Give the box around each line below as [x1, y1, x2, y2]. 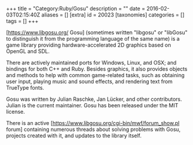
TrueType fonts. [6, 84, 44, 91]
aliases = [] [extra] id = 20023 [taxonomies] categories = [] [41, 11, 185, 18]
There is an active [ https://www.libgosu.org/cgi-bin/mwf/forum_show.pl [6, 120, 179, 126]
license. [6, 108, 25, 115]
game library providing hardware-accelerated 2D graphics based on [6, 41, 172, 48]
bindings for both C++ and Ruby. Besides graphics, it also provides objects [6, 65, 188, 72]
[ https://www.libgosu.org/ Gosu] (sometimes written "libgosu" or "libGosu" [6, 29, 188, 36]
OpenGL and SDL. [6, 48, 50, 55]
